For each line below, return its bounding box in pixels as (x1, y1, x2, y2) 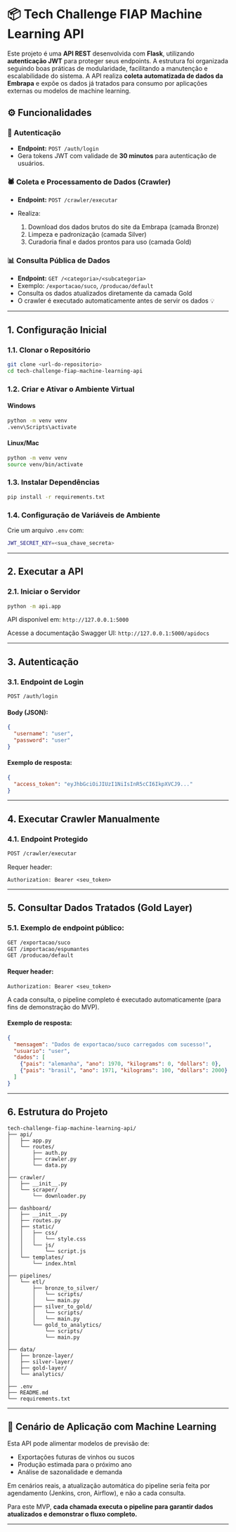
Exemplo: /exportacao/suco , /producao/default (17, 282, 154, 290)
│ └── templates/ (7, 1254, 65, 1261)
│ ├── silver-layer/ (7, 1358, 74, 1366)
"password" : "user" (13, 736, 71, 744)
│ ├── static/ (7, 1223, 55, 1230)
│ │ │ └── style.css (7, 1235, 86, 1243)
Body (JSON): (7, 708, 48, 716)
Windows (7, 402, 36, 410)
